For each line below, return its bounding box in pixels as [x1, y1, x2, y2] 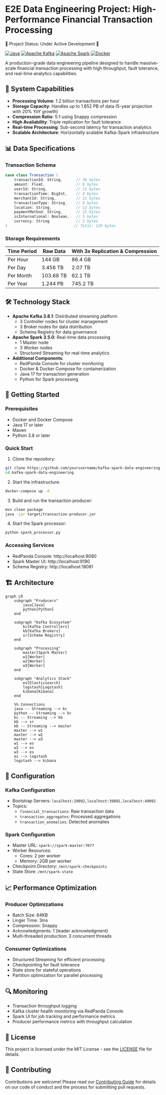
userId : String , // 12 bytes [14, 187, 100, 192]
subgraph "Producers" [14, 598, 58, 603]
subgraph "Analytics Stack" [14, 676, 72, 681]
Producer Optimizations [5, 901, 64, 908]
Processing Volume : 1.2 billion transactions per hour [12, 98, 120, 104]
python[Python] [23, 607, 54, 612]
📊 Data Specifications [5, 144, 75, 153]
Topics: [12, 803, 28, 809]
